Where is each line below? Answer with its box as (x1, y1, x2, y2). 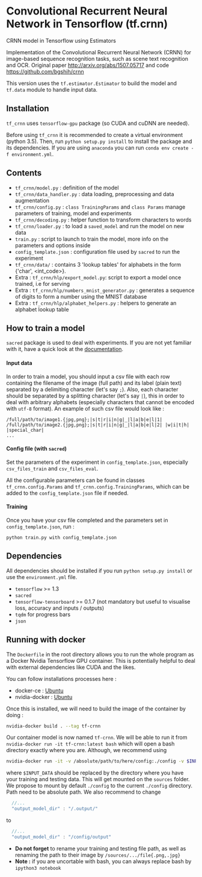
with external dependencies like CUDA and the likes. (6, 663, 136, 671)
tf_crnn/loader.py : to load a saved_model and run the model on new (14, 222, 185, 230)
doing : (6, 711, 24, 718)
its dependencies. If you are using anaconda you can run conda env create (6, 144, 189, 151)
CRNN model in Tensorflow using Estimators (6, 37, 116, 44)
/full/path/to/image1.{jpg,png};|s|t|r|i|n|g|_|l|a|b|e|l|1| (6, 416, 163, 423)
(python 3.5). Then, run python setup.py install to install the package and (6, 138, 192, 145)
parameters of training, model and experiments (14, 209, 132, 217)
